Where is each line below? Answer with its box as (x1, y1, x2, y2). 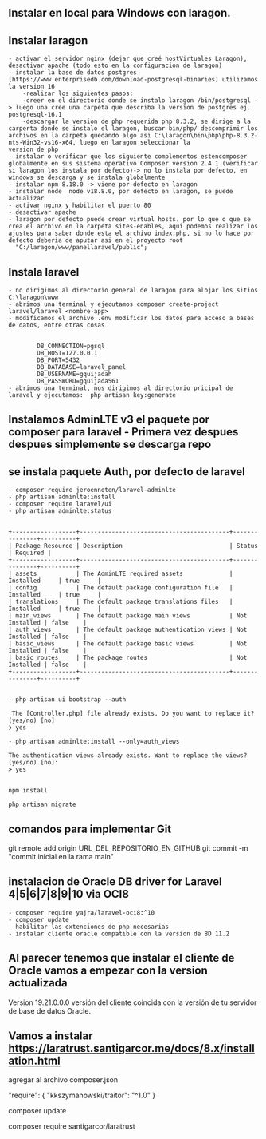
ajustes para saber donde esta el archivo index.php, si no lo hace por (8, 229, 255, 238)
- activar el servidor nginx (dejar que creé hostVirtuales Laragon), (8, 55, 248, 63)
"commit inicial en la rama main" (8, 852, 114, 862)
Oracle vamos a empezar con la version (8, 964, 209, 978)
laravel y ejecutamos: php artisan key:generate (8, 391, 177, 399)
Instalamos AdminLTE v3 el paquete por (8, 413, 209, 427)
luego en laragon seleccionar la (79, 139, 191, 147)
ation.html (8, 1054, 61, 1068)
